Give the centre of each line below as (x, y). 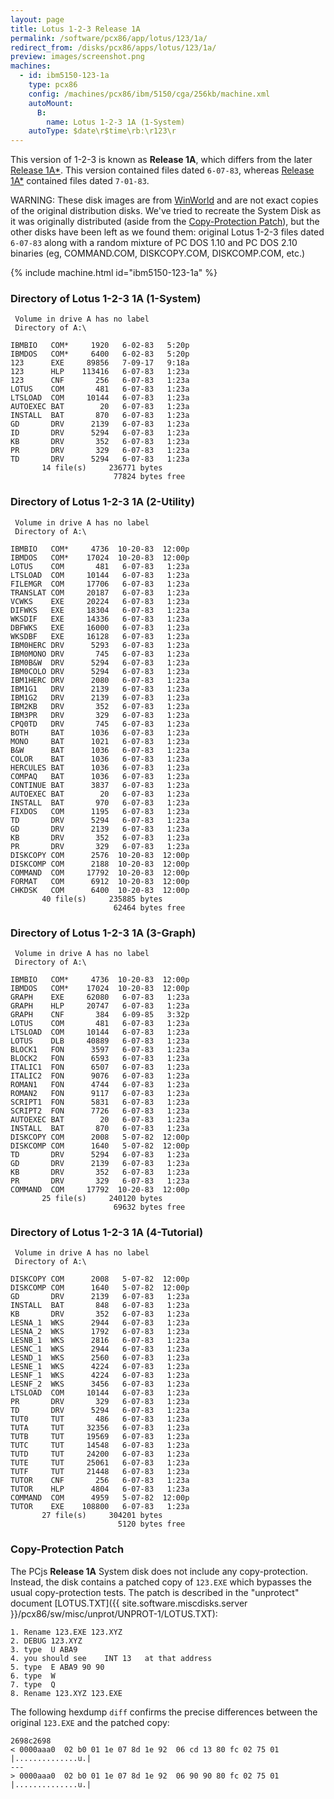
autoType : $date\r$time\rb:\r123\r (102, 131)
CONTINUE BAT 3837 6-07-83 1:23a (100, 785)
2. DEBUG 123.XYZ (46, 1641)
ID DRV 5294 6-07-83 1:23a (100, 433)
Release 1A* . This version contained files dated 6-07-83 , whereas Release (162, 170)
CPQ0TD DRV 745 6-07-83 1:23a (100, 724)
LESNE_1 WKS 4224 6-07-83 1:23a (100, 1367)
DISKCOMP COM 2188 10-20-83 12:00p (100, 864)
